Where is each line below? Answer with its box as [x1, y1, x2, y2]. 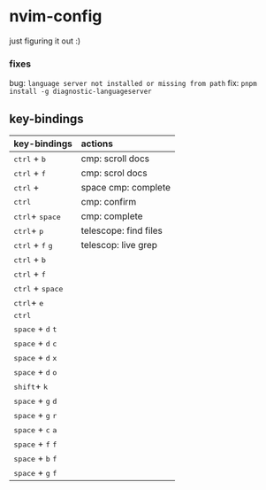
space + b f [13, 452, 57, 464]
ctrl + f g [13, 239, 53, 252]
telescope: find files [80, 224, 163, 237]
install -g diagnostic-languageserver [9, 87, 152, 97]
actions [80, 137, 113, 150]
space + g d [13, 394, 57, 407]
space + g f [13, 467, 57, 479]
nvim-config [9, 6, 103, 27]
